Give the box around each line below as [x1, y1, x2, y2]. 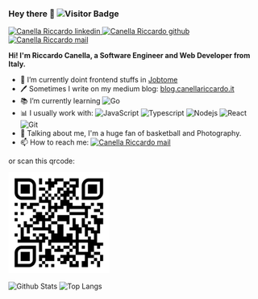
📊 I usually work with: [19, 108, 94, 118]
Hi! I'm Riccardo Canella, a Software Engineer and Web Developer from [8, 51, 251, 61]
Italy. [8, 59, 26, 69]
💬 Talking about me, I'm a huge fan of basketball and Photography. [19, 128, 242, 138]
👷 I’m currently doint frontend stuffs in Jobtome [19, 75, 178, 85]
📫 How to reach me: [19, 137, 89, 147]
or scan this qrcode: [8, 156, 75, 166]
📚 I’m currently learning [19, 96, 101, 106]
